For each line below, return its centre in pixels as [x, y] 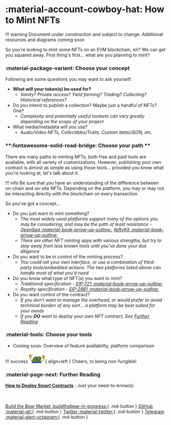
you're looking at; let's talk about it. [42, 173]
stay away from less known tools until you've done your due [83, 246]
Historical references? [44, 100]
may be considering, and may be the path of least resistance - [86, 224]
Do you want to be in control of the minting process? [68, 257]
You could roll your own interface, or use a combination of [81, 262]
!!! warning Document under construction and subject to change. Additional [84, 34]
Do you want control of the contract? [51, 294]
